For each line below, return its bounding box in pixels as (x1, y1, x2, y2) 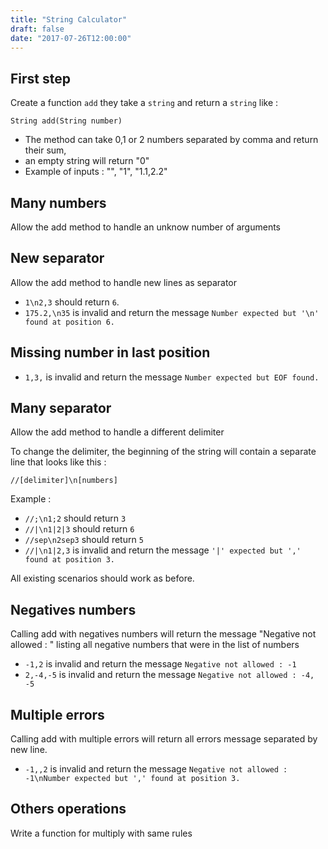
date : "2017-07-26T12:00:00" (10, 33, 132, 43)
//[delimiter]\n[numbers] (10, 476, 118, 486)
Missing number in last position (10, 344, 211, 361)
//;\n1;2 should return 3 (24, 512, 127, 525)
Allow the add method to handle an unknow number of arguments (10, 221, 281, 233)
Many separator (10, 400, 112, 417)
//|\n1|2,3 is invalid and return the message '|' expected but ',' (24, 544, 302, 556)
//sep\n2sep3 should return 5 (24, 534, 144, 546)
